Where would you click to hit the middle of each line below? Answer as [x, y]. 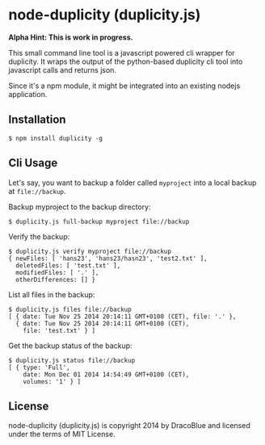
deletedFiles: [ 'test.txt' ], [68, 265]
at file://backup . [37, 191]
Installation [37, 120]
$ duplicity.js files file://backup [70, 309]
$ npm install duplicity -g [56, 138]
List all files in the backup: [52, 294]
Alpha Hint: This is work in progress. [71, 37]
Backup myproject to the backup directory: [80, 207]
